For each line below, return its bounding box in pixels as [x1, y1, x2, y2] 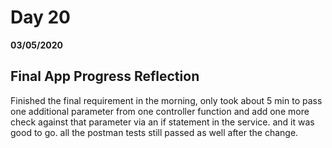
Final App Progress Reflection [10, 68, 200, 85]
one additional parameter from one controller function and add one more [10, 105, 310, 117]
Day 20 [10, 6, 72, 29]
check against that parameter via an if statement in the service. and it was [10, 116, 315, 128]
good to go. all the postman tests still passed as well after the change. [10, 126, 299, 138]
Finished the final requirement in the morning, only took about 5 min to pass [10, 94, 323, 106]
